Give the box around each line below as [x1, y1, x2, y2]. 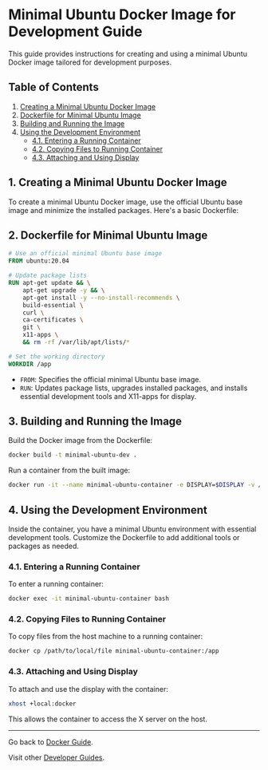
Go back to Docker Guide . [8, 736, 93, 747]
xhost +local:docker [8, 700, 77, 708]
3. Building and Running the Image [8, 415, 182, 428]
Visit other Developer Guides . [8, 752, 105, 762]
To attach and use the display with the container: [8, 684, 169, 693]
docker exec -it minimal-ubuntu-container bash [8, 594, 170, 603]
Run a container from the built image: [8, 465, 130, 476]
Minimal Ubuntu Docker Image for [8, 6, 237, 24]
